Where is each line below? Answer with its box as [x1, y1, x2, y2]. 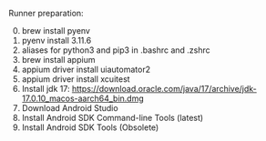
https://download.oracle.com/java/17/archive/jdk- [71, 84, 257, 94]
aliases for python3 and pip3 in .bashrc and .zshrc [21, 45, 210, 55]
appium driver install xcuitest [21, 74, 130, 85]
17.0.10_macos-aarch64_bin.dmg [21, 93, 145, 104]
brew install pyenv [21, 25, 90, 35]
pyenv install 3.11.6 [21, 35, 92, 45]
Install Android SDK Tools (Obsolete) [21, 122, 159, 133]
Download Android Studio [21, 103, 119, 113]
